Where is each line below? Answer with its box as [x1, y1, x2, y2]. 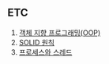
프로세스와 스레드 [18, 47, 73, 57]
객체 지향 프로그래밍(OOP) [18, 27, 101, 37]
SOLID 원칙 [18, 37, 54, 47]
